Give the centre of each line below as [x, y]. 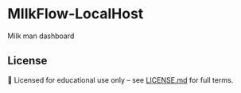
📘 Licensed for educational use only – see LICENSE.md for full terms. [120, 79]
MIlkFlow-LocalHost [76, 14]
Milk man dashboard [41, 36]
